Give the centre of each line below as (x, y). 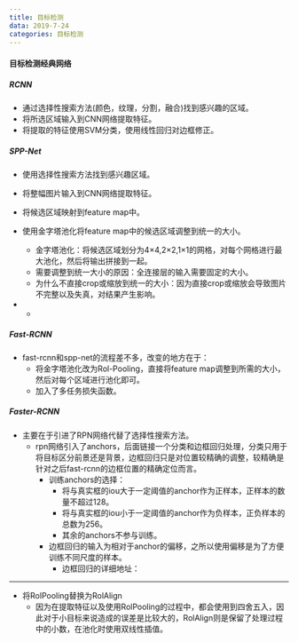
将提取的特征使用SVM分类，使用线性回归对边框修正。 (120, 130)
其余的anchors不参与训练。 (112, 535)
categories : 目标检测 (47, 34)
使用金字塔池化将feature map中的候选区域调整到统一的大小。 (133, 231)
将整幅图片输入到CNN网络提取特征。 (89, 193)
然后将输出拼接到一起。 (109, 261)
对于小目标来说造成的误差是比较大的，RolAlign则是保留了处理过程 (163, 617)
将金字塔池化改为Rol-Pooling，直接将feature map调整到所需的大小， (160, 369)
